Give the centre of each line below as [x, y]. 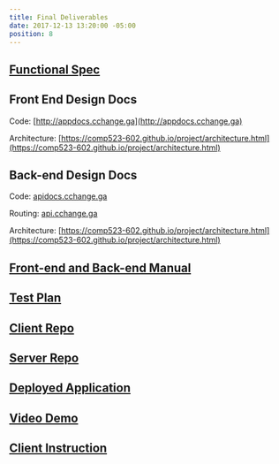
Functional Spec [55, 69]
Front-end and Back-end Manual [100, 267]
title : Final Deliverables [59, 17]
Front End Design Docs [73, 99]
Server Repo [44, 358]
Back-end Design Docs [73, 175]
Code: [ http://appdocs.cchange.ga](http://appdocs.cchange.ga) [126, 121]
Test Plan [35, 298]
